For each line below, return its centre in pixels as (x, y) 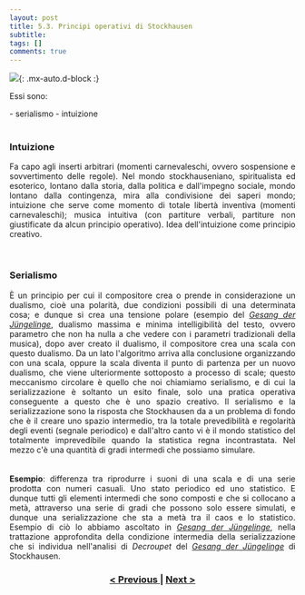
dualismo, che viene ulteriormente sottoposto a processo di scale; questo (152, 372)
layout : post (34, 18)
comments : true (38, 52)
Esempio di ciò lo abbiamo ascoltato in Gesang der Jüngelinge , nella (152, 527)
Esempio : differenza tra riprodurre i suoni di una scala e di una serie (152, 479)
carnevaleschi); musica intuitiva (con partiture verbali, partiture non (152, 215)
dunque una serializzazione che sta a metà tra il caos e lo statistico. (152, 517)
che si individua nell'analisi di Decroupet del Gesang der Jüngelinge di (153, 546)
